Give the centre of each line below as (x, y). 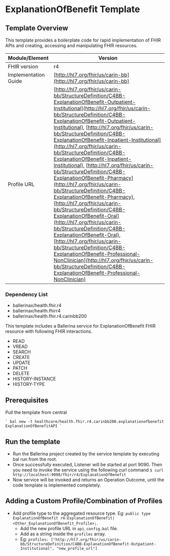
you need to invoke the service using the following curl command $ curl (88, 470)
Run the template (33, 442)
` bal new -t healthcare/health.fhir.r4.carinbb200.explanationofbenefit (85, 422)
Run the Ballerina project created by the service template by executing (86, 454)
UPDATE (21, 363)
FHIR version (23, 67)
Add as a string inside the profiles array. (63, 534)
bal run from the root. (35, 459)
